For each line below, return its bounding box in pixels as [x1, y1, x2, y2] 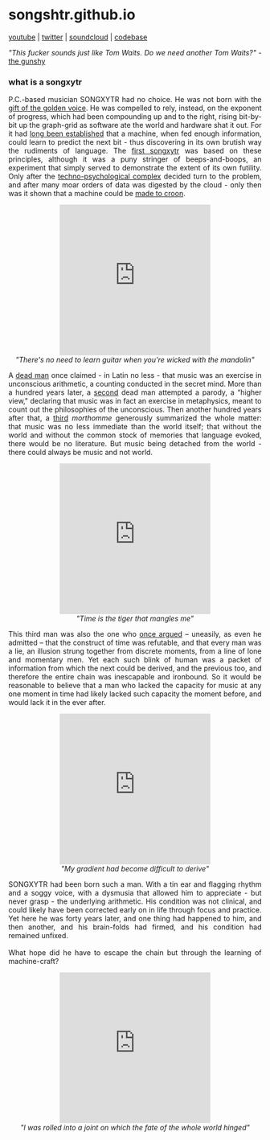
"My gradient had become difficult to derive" [60, 864, 210, 874]
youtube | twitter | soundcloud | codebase [8, 32, 148, 42]
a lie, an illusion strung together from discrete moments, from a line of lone [8, 646, 262, 656]
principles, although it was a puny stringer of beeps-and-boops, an [8, 154, 262, 164]
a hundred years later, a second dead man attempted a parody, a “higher [8, 388, 263, 397]
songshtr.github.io [8, 6, 136, 24]
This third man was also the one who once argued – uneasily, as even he [8, 629, 263, 639]
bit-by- [239, 112, 262, 121]
